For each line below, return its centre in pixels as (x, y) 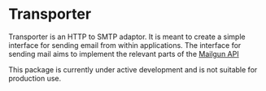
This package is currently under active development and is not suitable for (133, 69)
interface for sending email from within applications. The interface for (125, 45)
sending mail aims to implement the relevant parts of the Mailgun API (124, 54)
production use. (35, 78)
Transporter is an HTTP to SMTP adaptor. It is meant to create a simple (127, 37)
